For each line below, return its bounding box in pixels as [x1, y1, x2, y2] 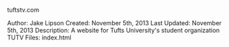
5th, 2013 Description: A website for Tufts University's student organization [7, 27, 220, 34]
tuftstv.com [7, 6, 40, 14]
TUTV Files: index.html [7, 33, 72, 42]
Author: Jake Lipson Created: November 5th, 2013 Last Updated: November [7, 19, 222, 27]
